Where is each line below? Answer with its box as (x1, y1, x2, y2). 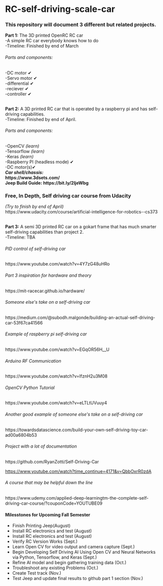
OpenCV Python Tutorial (5, 385, 55, 391)
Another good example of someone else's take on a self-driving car (5, 411, 143, 417)
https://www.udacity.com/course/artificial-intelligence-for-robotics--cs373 (5, 209, 158, 215)
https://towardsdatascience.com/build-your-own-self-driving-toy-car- (5, 427, 148, 433)
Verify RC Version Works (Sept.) (12, 538, 78, 544)
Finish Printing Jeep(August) (12, 522, 71, 529)
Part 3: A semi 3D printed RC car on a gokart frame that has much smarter (5, 224, 157, 230)
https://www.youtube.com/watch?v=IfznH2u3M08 (5, 373, 108, 379)
